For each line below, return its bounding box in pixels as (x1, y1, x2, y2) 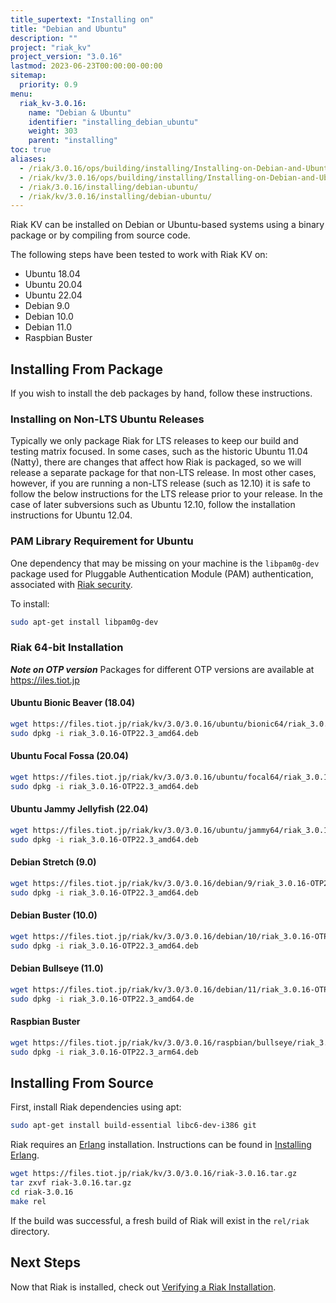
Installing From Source (10, 1074, 154, 1091)
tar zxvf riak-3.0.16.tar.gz (10, 1178, 132, 1188)
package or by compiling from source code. (10, 229, 191, 241)
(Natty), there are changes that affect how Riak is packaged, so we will (10, 456, 302, 468)
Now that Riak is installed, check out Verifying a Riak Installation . (10, 1281, 277, 1293)
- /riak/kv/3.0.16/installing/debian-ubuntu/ (19, 191, 213, 201)
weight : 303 (28, 126, 78, 136)
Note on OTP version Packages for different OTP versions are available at (10, 663, 315, 675)
